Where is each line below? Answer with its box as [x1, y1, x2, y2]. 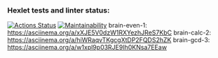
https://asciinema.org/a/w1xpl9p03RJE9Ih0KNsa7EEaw [7, 43, 167, 52]
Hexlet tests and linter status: [7, 6, 110, 15]
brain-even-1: [108, 21, 147, 30]
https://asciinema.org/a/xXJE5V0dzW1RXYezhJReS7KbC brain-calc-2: [7, 28, 212, 37]
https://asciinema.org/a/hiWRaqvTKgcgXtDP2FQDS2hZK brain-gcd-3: [7, 36, 210, 44]
